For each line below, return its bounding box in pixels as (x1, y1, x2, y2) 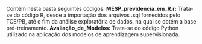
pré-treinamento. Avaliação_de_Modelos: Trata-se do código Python (6, 24, 179, 31)
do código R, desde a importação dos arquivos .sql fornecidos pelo (13, 11, 181, 19)
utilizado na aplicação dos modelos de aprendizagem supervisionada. (6, 31, 180, 38)
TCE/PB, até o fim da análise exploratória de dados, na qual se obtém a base (6, 18, 197, 25)
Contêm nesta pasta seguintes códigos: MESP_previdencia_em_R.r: (6, 5, 177, 12)
